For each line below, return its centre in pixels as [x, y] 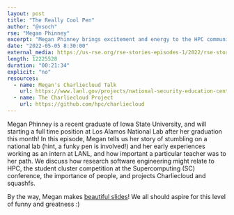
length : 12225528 [32, 59]
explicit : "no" [29, 72]
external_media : [31, 53]
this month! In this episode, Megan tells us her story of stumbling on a [107, 138]
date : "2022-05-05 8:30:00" [48, 46]
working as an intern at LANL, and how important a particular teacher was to [117, 153]
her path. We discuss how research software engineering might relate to [111, 161]
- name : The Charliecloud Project [63, 98]
